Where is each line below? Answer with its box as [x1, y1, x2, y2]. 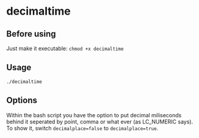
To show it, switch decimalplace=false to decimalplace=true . [6, 124, 159, 132]
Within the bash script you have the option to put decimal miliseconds [6, 111, 182, 118]
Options [6, 95, 38, 106]
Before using [6, 29, 56, 39]
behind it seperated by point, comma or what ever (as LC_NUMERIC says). [6, 118, 194, 125]
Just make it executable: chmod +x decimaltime [6, 45, 124, 52]
